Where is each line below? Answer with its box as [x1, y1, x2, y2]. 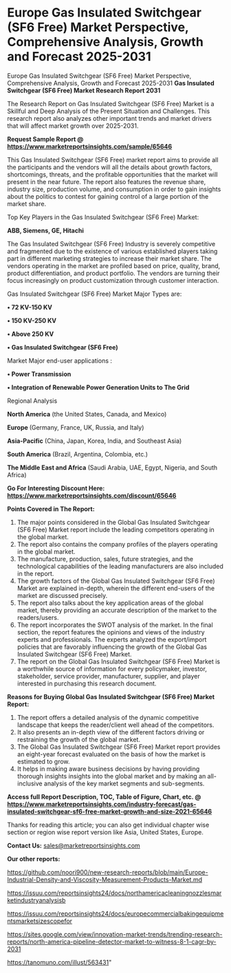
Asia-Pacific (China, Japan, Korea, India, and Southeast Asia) [7, 437, 182, 445]
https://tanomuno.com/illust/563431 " [7, 958, 112, 966]
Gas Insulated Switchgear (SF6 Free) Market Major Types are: [7, 290, 182, 298]
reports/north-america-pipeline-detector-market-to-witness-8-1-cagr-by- [7, 937, 217, 945]
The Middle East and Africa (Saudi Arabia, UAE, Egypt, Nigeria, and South [7, 463, 218, 472]
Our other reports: [7, 854, 60, 863]
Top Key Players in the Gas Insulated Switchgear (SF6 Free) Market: [7, 212, 199, 221]
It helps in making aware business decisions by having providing [16, 764, 200, 773]
